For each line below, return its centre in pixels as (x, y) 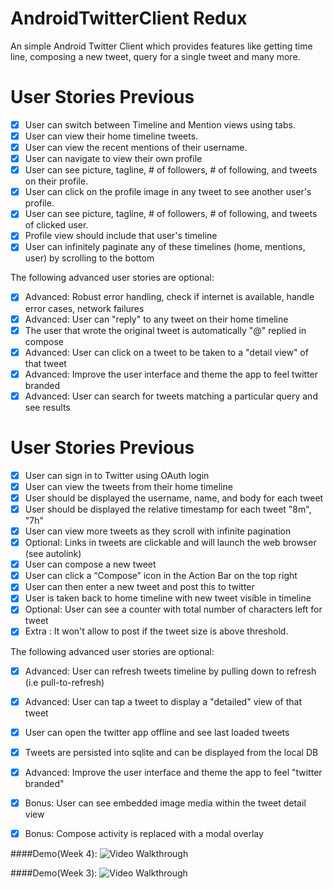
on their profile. (56, 181)
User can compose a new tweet (90, 564)
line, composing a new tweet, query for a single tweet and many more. (155, 56)
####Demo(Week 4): (54, 853)
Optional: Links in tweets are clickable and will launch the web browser (170, 543)
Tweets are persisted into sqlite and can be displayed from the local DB (171, 752)
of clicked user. (56, 225)
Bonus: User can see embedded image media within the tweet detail (165, 803)
